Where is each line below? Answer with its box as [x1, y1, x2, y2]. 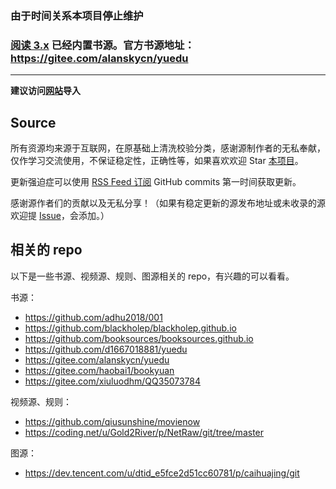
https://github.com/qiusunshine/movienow [24, 415, 201, 427]
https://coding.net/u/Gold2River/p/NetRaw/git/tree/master [24, 426, 265, 438]
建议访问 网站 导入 [10, 85, 81, 97]
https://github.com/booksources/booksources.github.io [24, 332, 254, 344]
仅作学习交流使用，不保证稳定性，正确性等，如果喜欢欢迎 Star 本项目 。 [10, 155, 304, 167]
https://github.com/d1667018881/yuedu [24, 343, 188, 355]
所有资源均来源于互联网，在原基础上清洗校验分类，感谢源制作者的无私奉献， [10, 142, 326, 154]
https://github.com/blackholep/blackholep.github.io [24, 322, 237, 334]
